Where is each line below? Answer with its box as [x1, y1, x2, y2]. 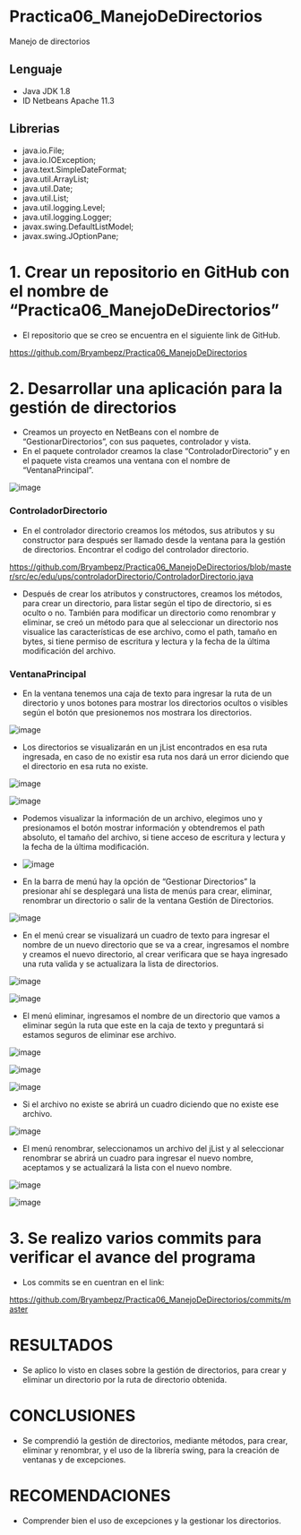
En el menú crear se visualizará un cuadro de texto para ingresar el [21, 930, 271, 941]
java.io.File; [21, 145, 64, 156]
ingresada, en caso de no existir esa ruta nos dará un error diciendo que [21, 751, 289, 762]
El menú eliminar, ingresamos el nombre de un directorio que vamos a [21, 1010, 280, 1022]
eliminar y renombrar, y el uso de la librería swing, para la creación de [21, 1445, 279, 1455]
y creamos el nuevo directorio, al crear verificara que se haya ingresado [21, 949, 288, 960]
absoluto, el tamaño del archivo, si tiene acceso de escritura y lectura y [21, 832, 286, 843]
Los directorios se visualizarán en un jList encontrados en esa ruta [21, 742, 268, 753]
